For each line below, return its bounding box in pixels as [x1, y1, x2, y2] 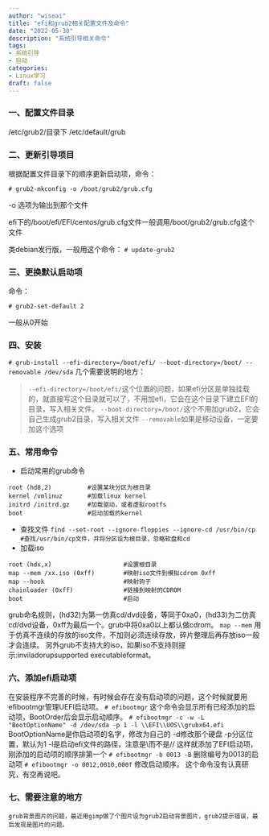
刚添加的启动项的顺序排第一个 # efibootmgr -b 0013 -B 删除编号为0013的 [8, 750, 252, 759]
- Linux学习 [8, 72, 46, 80]
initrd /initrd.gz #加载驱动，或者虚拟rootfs [8, 500, 167, 508]
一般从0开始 [8, 317, 48, 327]
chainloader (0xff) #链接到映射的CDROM [8, 586, 181, 594]
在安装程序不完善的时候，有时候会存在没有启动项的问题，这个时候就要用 [8, 692, 247, 701]
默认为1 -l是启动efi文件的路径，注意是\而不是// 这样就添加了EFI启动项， [22, 739, 258, 749]
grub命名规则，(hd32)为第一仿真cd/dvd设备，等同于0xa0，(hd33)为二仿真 [8, 610, 256, 619]
